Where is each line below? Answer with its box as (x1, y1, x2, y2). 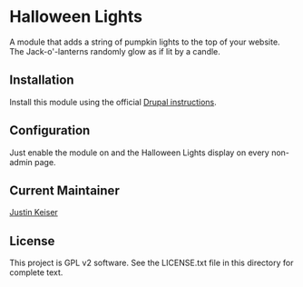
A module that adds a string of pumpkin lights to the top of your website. (9, 36, 280, 47)
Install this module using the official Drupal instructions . (9, 96, 218, 107)
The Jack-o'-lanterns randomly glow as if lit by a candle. (9, 45, 220, 56)
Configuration (9, 123, 91, 138)
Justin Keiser (9, 207, 59, 218)
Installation (9, 73, 74, 88)
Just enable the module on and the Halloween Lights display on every (9, 147, 269, 158)
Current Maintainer (9, 183, 120, 198)
